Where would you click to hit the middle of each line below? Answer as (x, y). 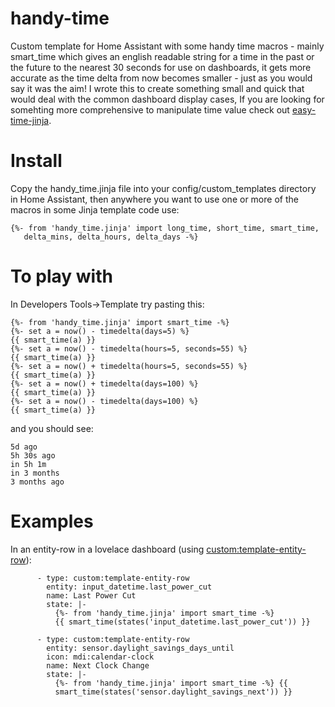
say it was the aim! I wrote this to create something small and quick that (157, 88)
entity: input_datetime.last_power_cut (129, 587)
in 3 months (35, 473)
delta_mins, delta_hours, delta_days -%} (111, 237)
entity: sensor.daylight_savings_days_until (140, 648)
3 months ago (37, 482)
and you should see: (52, 428)
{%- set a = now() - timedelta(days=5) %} (100, 331)
